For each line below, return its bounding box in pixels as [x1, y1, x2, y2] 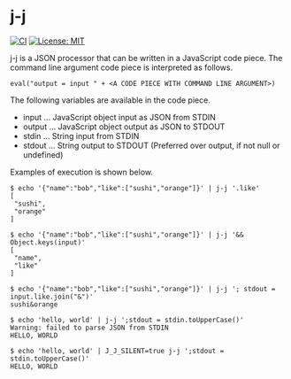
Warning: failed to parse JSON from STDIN [10, 323, 169, 332]
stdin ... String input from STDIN [22, 130, 140, 141]
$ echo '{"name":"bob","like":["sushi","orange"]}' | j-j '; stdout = [10, 284, 276, 293]
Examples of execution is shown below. [10, 166, 154, 177]
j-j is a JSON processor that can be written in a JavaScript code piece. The [10, 52, 283, 63]
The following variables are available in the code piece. [10, 95, 211, 105]
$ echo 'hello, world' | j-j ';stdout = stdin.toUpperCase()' [10, 315, 244, 324]
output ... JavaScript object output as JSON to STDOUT [22, 121, 226, 132]
